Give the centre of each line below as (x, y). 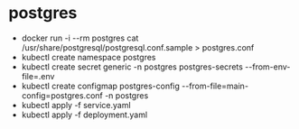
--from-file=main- (215, 86)
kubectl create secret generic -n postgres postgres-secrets (132, 67)
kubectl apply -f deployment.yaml (84, 115)
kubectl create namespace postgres (89, 57)
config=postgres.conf (62, 95)
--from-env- (267, 67)
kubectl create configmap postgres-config (100, 86)
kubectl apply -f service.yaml (76, 105)
